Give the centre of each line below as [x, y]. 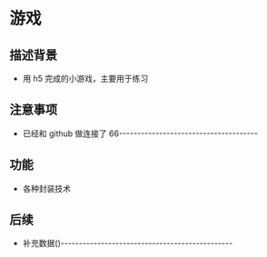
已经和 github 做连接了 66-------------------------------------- [140, 133]
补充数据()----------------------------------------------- [128, 243]
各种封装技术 [46, 188]
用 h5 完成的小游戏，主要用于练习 [85, 79]
